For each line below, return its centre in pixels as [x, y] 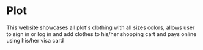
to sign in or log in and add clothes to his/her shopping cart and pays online [102, 34]
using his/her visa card [35, 40]
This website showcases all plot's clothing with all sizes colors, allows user [101, 27]
